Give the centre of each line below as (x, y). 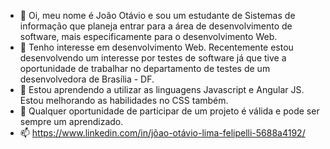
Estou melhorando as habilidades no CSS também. (124, 100)
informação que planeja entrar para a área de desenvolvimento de (156, 26)
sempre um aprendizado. (71, 121)
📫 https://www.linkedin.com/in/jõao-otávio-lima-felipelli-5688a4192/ (162, 133)
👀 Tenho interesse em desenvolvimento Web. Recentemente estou (156, 47)
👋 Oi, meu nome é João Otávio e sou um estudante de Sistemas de (157, 15)
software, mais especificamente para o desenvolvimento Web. (148, 36)
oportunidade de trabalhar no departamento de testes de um (145, 68)
